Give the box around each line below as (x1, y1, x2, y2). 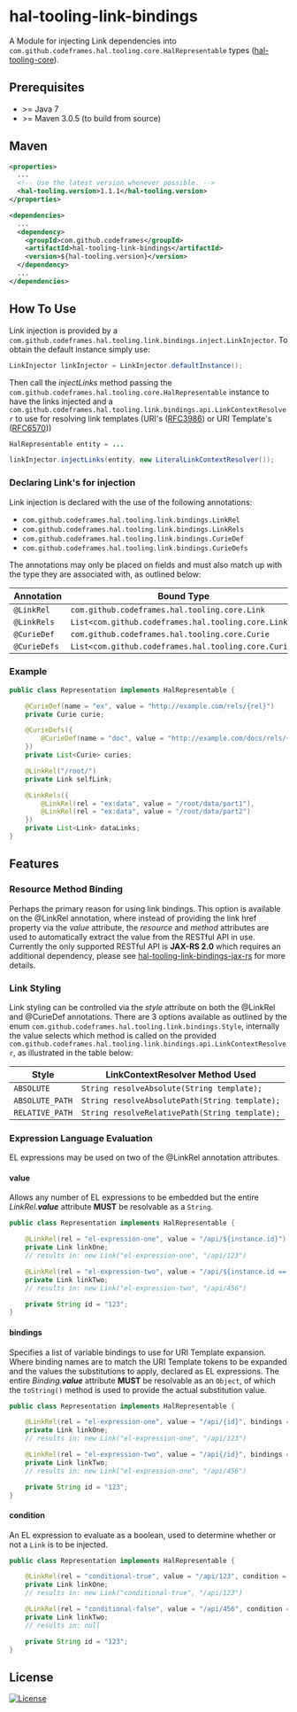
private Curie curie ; (25, 710, 104, 719)
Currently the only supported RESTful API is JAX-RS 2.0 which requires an (9, 941, 281, 952)
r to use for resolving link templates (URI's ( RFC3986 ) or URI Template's (9, 413, 272, 424)
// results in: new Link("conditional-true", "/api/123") (25, 1589, 243, 1598)
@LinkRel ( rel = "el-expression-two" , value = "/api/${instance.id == (25, 1267, 287, 1276)
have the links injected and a (9, 396, 113, 407)
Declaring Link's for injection (9, 477, 136, 489)
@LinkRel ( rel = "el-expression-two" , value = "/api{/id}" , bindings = (25, 1451, 291, 1459)
